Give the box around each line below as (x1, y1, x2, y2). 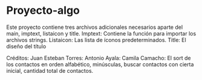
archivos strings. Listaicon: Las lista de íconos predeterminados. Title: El (6, 36, 186, 43)
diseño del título (6, 43, 47, 50)
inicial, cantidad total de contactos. (6, 67, 94, 74)
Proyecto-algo (6, 4, 80, 17)
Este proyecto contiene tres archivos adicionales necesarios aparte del (6, 23, 183, 31)
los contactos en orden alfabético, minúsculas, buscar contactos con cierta (6, 61, 194, 68)
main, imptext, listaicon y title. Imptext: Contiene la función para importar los (6, 29, 197, 37)
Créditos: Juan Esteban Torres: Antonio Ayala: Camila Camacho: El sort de (6, 54, 191, 61)
